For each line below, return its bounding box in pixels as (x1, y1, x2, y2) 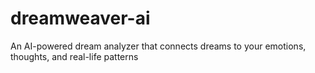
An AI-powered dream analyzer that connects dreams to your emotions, (10, 40, 307, 52)
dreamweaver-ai (10, 7, 151, 30)
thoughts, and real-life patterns (10, 50, 139, 62)
